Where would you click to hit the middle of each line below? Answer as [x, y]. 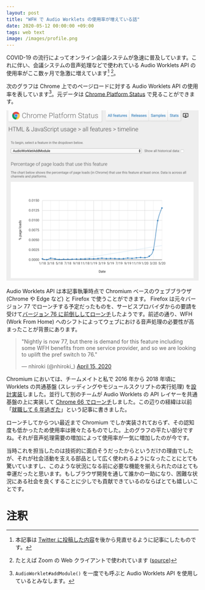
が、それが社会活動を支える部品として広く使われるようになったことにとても [102, 459]
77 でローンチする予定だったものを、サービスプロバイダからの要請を [110, 307]
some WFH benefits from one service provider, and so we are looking [109, 348]
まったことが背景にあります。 [44, 329]
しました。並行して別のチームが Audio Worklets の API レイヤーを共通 [110, 395]
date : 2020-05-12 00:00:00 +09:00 [50, 26]
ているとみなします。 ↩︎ [45, 581]
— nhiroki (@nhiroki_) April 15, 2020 [66, 366]
